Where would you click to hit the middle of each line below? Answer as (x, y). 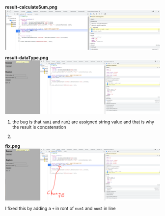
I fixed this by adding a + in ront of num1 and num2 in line (61, 208)
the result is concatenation (39, 127)
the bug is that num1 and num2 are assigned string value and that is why (83, 122)
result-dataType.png (27, 58)
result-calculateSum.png (31, 7)
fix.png (13, 146)
